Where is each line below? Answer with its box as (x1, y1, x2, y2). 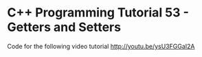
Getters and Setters (7, 19, 122, 35)
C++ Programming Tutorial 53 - (7, 5, 189, 21)
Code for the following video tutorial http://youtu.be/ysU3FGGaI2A (7, 42, 195, 50)
